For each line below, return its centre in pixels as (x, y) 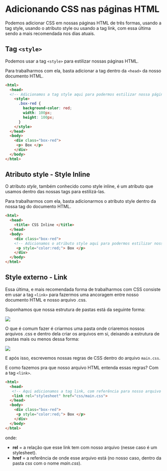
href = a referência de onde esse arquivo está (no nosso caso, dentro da (87, 458)
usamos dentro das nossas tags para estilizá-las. (55, 192)
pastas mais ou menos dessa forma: (42, 339)
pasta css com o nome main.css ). (47, 463)
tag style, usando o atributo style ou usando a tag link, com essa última (78, 28)
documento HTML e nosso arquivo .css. (46, 300)
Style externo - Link (36, 277)
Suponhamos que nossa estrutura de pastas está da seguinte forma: (75, 310)
